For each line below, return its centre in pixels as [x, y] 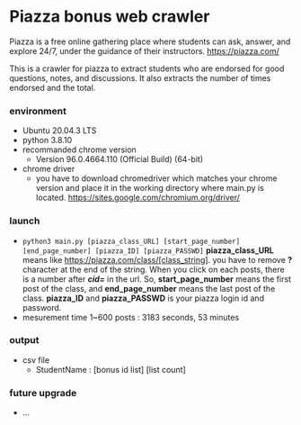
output [24, 340]
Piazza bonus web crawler [110, 17]
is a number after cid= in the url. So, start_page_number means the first [157, 279]
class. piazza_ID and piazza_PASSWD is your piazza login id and [143, 298]
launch [25, 221]
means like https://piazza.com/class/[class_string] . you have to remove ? [157, 259]
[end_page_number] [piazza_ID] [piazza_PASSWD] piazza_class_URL [148, 250]
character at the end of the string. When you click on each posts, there [153, 269]
